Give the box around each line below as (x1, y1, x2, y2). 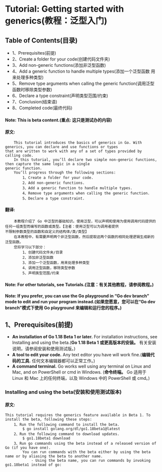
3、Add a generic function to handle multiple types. (22, 185, 132, 191)
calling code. (5, 153, 34, 158)
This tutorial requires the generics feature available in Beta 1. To (5, 413, 151, 418)
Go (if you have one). (5, 445, 51, 451)
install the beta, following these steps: (5, 417, 92, 422)
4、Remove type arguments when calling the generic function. (22, 191, 150, 196)
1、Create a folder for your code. (22, 175, 94, 180)
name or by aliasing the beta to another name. (5, 454, 103, 459)
